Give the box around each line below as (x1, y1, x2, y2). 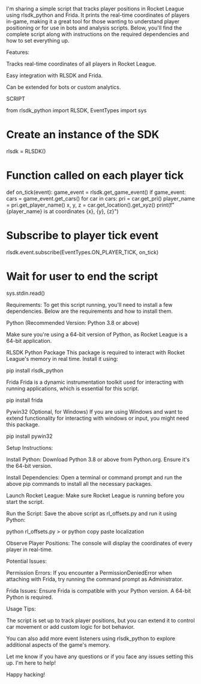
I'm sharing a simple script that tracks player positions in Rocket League (6, 5, 184, 12)
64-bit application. (6, 337, 52, 344)
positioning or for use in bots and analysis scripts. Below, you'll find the (6, 24, 182, 31)
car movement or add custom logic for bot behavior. (6, 623, 135, 630)
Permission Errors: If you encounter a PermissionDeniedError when (6, 569, 172, 576)
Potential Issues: (6, 557, 47, 564)
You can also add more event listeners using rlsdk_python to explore (6, 635, 176, 642)
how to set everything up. (6, 37, 70, 44)
